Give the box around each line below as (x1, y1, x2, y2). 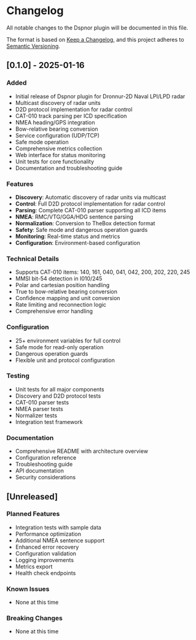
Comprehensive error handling (15, 307, 93, 315)
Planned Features (6, 510, 60, 519)
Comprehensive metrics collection (15, 145, 103, 152)
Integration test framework (15, 418, 83, 425)
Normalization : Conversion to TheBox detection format (15, 219, 155, 227)
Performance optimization (15, 530, 82, 538)
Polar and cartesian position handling (15, 282, 110, 289)
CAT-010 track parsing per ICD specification (15, 112, 127, 120)
